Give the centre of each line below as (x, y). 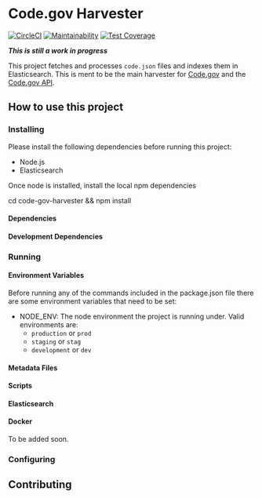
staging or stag (56, 341)
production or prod (61, 333)
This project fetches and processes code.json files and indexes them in (123, 66)
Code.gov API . (31, 82)
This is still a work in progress (58, 50)
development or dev (61, 349)
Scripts (20, 386)
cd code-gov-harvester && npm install (70, 200)
